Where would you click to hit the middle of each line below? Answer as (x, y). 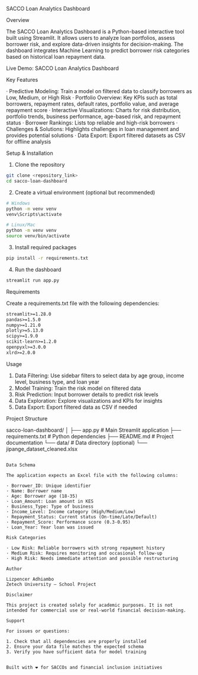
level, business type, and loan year (57, 381)
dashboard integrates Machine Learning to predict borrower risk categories (98, 50)
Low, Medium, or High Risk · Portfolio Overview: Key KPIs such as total (92, 98)
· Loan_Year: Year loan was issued (50, 527)
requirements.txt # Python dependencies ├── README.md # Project (90, 436)
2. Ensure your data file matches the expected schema (75, 647)
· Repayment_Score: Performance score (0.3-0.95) (69, 522)
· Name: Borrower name (34, 491)
